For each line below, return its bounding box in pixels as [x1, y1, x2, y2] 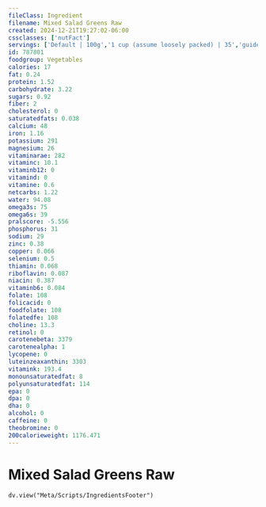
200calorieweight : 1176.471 [8, 431, 101, 440]
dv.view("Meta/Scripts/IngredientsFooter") [8, 492, 154, 500]
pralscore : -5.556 [8, 218, 69, 226]
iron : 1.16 [8, 129, 44, 137]
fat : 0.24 [8, 71, 41, 78]
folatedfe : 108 [8, 314, 59, 322]
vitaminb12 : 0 [8, 166, 55, 174]
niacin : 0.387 [8, 276, 55, 285]
